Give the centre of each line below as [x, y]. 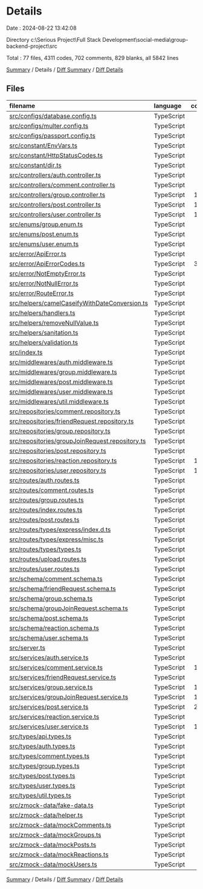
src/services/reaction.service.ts [54, 716]
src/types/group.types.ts [44, 766]
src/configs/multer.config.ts [49, 125]
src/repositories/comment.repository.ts [65, 411]
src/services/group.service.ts [51, 687]
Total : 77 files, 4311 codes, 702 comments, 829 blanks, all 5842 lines [92, 58]
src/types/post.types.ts [42, 776]
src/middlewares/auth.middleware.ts [61, 362]
